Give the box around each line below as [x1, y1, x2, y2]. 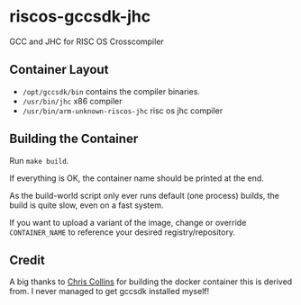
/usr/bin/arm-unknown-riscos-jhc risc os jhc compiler [22, 105, 223, 116]
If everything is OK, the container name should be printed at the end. [9, 173, 264, 184]
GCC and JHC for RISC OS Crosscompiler [9, 36, 164, 47]
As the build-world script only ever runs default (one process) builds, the [9, 190, 280, 201]
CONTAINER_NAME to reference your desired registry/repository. [9, 227, 236, 238]
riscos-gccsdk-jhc [9, 6, 151, 27]
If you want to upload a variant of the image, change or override [9, 217, 247, 228]
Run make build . [9, 155, 69, 166]
